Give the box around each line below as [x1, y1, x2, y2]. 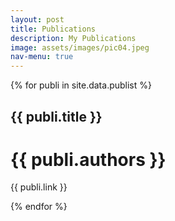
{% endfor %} [10, 201, 68, 213]
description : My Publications [10, 33, 137, 43]
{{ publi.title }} [10, 108, 103, 125]
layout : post [10, 14, 65, 25]
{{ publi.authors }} [10, 148, 167, 171]
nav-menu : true [10, 52, 74, 62]
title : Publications [10, 24, 97, 34]
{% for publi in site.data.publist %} [10, 79, 152, 91]
